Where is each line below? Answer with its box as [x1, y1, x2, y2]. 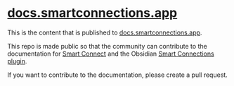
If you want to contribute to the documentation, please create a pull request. [7, 70, 228, 79]
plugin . [7, 56, 27, 65]
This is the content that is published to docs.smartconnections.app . [7, 28, 202, 37]
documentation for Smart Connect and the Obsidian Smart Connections [7, 49, 214, 58]
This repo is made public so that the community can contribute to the [7, 42, 207, 50]
